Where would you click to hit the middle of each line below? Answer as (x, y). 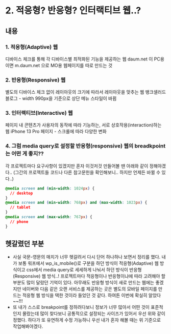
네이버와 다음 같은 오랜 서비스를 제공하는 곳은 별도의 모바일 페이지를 (90, 289)
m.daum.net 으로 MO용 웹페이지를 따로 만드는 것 (64, 65)
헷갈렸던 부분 (25, 244)
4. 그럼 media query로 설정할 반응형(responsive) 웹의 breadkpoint (86, 146)
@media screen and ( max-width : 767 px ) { (49, 217)
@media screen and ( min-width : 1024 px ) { (50, 188)
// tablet (20, 207)
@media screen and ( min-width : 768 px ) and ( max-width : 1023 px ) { (76, 203)
